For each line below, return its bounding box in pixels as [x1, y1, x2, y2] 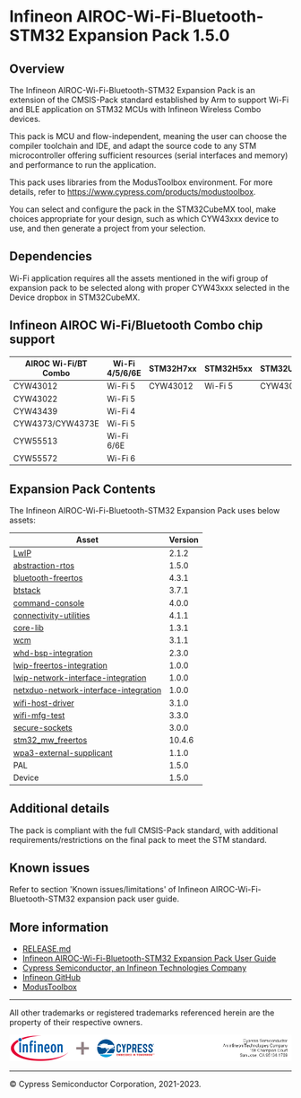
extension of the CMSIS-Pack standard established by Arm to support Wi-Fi [9, 94, 289, 105]
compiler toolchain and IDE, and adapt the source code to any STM [9, 141, 257, 151]
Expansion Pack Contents [9, 481, 156, 496]
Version [168, 534, 199, 545]
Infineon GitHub [21, 972, 82, 983]
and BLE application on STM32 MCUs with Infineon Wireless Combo [9, 104, 262, 114]
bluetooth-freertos [13, 573, 83, 584]
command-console [13, 597, 85, 608]
